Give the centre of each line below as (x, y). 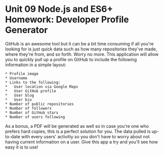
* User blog (20, 95)
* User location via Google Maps (42, 87)
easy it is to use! (22, 147)
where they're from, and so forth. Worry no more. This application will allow (82, 54)
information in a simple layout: (36, 65)
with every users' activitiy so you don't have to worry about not (85, 136)
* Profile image (22, 74)
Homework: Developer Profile (67, 19)
